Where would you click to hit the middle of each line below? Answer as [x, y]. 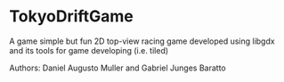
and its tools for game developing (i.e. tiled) [89, 50]
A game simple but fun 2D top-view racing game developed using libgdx [142, 41]
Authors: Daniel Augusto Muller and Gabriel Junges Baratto [118, 68]
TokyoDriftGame [71, 16]
